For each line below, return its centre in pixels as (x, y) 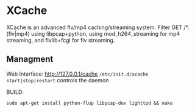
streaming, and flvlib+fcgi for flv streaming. (61, 40)
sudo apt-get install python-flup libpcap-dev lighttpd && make (90, 103)
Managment (30, 59)
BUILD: (15, 92)
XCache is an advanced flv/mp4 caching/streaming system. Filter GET (94, 27)
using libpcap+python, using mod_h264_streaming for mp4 (106, 33)
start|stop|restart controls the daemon (58, 80)
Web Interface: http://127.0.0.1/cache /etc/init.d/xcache (77, 74)
